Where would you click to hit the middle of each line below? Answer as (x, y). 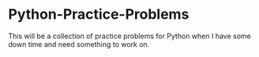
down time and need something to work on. (79, 44)
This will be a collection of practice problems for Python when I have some (129, 36)
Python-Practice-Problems (99, 14)
